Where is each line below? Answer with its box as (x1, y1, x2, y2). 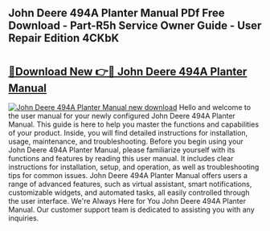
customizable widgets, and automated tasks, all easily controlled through (8, 188, 250, 197)
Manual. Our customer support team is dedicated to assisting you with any (8, 205, 255, 214)
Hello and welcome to (178, 103, 252, 111)
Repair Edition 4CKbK (8, 31, 120, 45)
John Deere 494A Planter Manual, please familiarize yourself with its (8, 145, 235, 155)
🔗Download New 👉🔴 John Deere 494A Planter (8, 64, 247, 79)
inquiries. (8, 213, 39, 223)
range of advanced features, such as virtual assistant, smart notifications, (8, 180, 252, 188)
